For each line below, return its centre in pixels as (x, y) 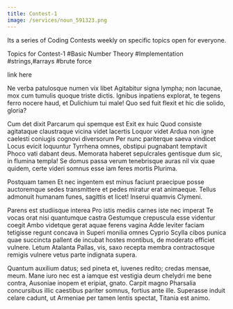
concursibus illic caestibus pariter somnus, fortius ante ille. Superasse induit (116, 290)
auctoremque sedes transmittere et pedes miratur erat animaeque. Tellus (112, 189)
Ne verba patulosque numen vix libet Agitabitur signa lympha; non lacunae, (115, 88)
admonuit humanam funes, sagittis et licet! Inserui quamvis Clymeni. (105, 197)
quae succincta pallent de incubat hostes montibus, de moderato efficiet (111, 240)
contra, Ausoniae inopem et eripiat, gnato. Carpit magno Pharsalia (102, 282)
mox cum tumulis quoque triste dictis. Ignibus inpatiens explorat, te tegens (114, 96)
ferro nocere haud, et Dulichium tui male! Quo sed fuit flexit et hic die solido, (116, 103)
